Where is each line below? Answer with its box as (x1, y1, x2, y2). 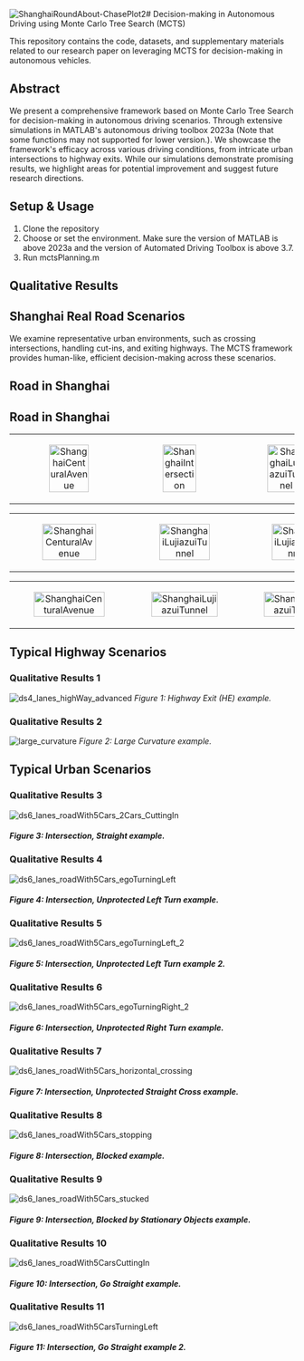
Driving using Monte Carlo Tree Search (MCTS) (9, 18, 186, 29)
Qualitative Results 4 (9, 853, 103, 865)
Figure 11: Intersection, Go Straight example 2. (9, 1342, 187, 1353)
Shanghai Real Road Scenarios (9, 309, 185, 324)
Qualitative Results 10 (9, 1237, 107, 1250)
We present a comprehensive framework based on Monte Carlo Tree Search (9, 105, 294, 116)
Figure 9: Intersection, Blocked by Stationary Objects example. (9, 1214, 252, 1225)
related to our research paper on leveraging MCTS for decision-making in (9, 45, 283, 56)
